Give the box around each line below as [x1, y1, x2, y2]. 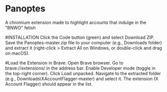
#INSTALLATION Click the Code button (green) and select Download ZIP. [5, 34, 155, 40]
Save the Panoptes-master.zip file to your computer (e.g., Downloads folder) [5, 39, 162, 45]
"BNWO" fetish [5, 24, 36, 30]
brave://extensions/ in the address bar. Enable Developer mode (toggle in [5, 65, 156, 71]
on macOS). [5, 50, 30, 56]
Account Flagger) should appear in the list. [5, 81, 93, 87]
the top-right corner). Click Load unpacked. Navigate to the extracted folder [5, 70, 161, 76]
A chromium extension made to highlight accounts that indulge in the [5, 19, 147, 25]
